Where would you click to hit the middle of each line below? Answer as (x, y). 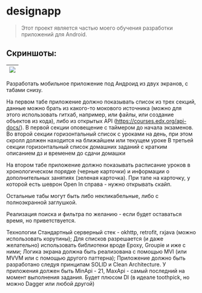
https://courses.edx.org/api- (151, 121)
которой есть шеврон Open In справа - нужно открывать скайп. (89, 184)
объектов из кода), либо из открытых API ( (61, 121)
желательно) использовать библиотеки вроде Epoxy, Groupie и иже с (96, 245)
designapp (34, 11)
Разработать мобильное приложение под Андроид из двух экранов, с (97, 84)
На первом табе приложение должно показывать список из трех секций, (101, 102)
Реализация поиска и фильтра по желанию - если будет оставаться (94, 214)
